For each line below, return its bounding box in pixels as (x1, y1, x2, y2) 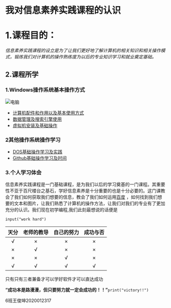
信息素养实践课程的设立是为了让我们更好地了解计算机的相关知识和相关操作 (5, 48, 161, 54)
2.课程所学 (5, 70, 39, 79)
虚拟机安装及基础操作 (12, 122, 57, 128)
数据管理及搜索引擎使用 (12, 116, 62, 122)
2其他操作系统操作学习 (5, 136, 61, 143)
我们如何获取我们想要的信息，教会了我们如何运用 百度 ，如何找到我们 (14, 194, 158, 200)
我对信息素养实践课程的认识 (5, 5, 121, 16)
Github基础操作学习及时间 (12, 155, 67, 161)
